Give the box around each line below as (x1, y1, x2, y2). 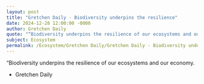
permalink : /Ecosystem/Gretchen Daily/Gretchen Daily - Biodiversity (6, 43, 186, 49)
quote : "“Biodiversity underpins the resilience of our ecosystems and (6, 31, 191, 37)
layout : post (6, 8, 39, 15)
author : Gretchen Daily (6, 25, 67, 32)
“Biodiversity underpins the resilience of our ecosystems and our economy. (6, 59, 195, 66)
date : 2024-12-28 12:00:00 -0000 (6, 20, 91, 26)
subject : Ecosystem (6, 37, 56, 43)
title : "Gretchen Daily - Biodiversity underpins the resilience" (6, 15, 178, 21)
